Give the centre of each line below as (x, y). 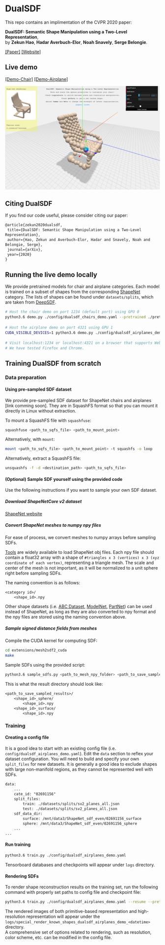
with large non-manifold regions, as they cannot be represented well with (79, 770)
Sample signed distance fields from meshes (51, 628)
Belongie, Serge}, (24, 245)
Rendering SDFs (22, 876)
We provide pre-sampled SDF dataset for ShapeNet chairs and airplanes (78, 400)
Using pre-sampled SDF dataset (39, 389)
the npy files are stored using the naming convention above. (66, 617)
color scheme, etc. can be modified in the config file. (58, 938)
